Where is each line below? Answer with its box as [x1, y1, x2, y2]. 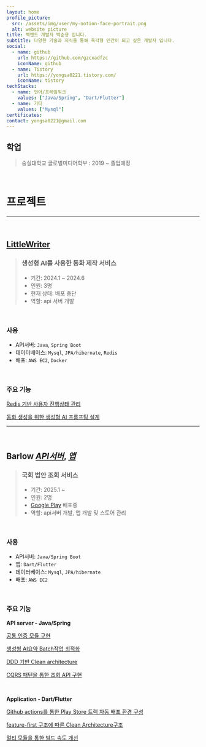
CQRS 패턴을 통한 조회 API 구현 [6, 671, 82, 678]
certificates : [6, 112, 43, 118]
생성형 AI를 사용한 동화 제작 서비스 [21, 259, 116, 267]
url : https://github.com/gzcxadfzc [17, 55, 109, 61]
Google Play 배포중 [30, 501, 78, 508]
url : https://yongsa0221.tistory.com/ [17, 72, 116, 78]
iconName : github [17, 60, 62, 66]
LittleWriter [6, 239, 50, 250]
